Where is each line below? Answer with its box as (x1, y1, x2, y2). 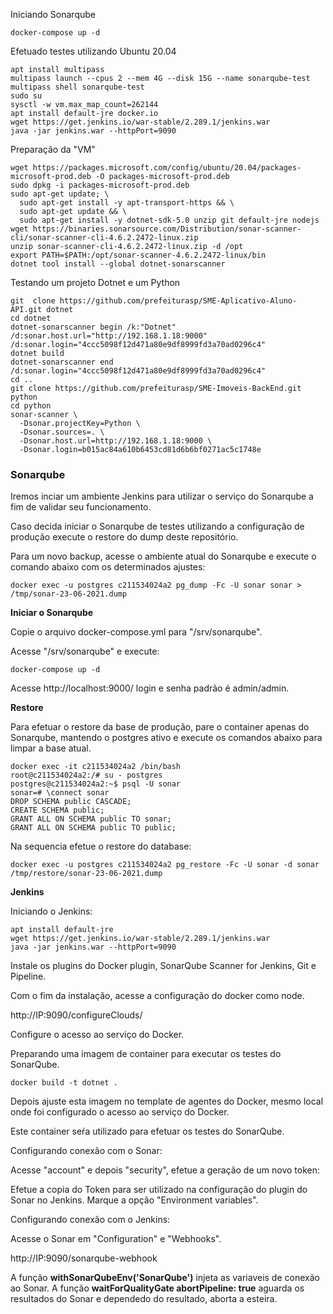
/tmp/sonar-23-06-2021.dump (10, 589, 128, 599)
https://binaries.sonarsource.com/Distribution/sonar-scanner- (32, 224, 302, 234)
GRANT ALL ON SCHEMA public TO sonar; (10, 814, 172, 824)
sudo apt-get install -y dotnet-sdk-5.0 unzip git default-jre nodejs (19, 215, 320, 225)
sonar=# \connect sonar (10, 788, 110, 798)
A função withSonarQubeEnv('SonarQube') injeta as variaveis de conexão (10, 1272, 320, 1284)
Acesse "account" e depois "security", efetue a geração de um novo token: (10, 1164, 320, 1176)
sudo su (10, 91, 43, 101)
